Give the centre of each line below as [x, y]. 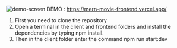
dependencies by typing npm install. [59, 33]
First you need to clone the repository [61, 20]
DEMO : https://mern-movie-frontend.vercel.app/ [107, 9]
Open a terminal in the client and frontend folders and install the [93, 27]
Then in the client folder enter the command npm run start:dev [91, 39]
